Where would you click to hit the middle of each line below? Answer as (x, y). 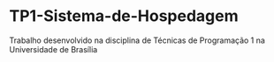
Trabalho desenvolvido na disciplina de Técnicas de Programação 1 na (137, 40)
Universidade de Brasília (53, 49)
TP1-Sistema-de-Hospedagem (124, 16)
